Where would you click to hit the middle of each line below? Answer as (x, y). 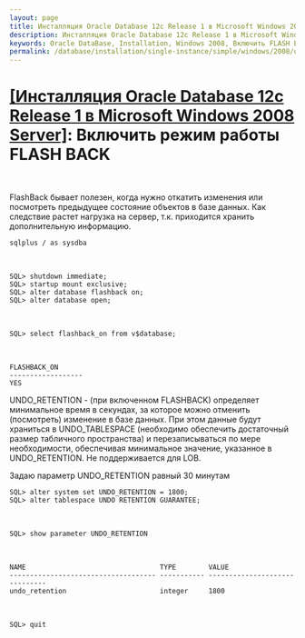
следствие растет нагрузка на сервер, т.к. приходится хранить (132, 217)
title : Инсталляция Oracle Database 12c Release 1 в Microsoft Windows (148, 26)
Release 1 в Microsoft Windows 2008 (152, 116)
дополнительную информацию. (70, 226)
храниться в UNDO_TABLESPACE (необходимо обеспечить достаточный (149, 429)
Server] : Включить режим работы (144, 135)
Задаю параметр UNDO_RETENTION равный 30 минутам (120, 476)
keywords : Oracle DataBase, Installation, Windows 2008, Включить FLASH (150, 43)
